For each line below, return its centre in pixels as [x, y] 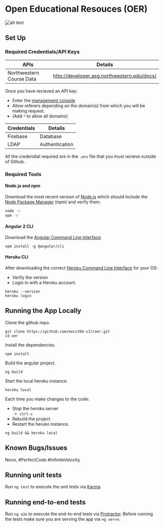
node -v [13, 211]
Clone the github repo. [28, 322]
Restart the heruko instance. [41, 424]
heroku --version [23, 291]
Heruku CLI [17, 257]
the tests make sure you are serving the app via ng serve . [63, 519]
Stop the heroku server [35, 408]
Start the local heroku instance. [37, 381]
